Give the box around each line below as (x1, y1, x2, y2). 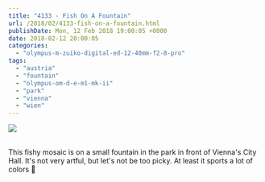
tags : (8, 57, 27, 65)
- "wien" (15, 101, 45, 110)
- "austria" (15, 64, 56, 72)
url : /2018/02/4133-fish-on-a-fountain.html (8, 19, 160, 27)
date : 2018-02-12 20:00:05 (8, 34, 99, 43)
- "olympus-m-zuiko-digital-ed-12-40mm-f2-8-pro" (15, 49, 185, 57)
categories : (8, 42, 48, 50)
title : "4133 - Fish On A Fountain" (8, 11, 131, 20)
